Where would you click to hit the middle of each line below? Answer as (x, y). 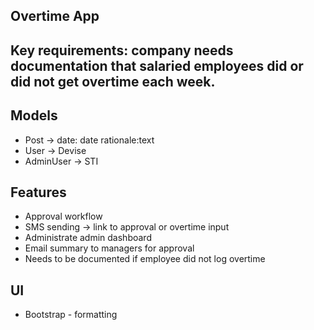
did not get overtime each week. (113, 81)
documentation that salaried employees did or (157, 65)
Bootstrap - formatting (71, 315)
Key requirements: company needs (122, 50)
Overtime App (55, 16)
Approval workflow (63, 216)
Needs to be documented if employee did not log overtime (145, 259)
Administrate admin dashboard (88, 238)
